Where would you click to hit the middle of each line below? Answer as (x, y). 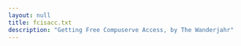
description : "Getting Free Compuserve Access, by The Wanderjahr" (121, 30)
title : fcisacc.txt (40, 23)
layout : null (30, 15)
